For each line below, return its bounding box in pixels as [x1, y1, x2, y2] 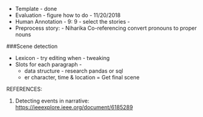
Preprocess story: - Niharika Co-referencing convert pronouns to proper [15, 24, 197, 32]
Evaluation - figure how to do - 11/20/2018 [15, 12, 121, 19]
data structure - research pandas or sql [24, 67, 123, 75]
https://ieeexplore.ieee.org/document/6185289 [15, 104, 133, 111]
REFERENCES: [6, 85, 43, 93]
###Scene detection [6, 42, 58, 50]
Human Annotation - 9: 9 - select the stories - [15, 18, 130, 25]
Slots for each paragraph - [15, 61, 82, 68]
